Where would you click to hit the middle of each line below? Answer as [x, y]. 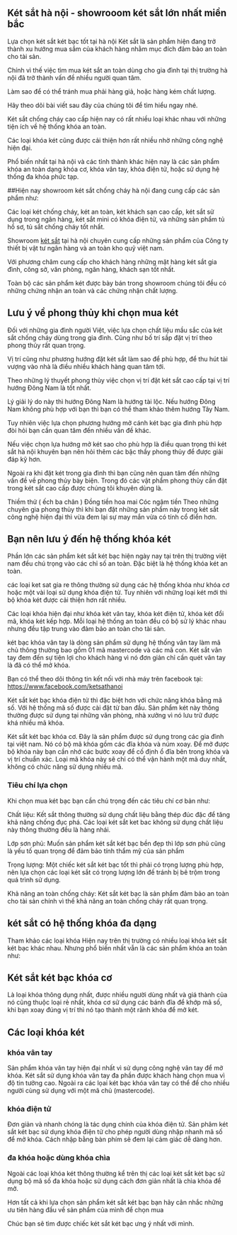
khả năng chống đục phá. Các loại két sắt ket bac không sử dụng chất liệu [115, 822]
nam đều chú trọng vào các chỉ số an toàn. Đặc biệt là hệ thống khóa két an [117, 564]
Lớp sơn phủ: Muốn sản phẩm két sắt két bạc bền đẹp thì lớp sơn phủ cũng [116, 843]
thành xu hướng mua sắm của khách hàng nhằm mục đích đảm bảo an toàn [117, 49]
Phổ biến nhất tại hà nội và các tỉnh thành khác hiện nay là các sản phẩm [114, 161]
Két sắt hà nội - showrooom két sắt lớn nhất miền [117, 13]
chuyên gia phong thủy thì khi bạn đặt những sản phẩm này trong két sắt [113, 509]
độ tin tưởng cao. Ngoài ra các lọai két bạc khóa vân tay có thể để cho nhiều [118, 1083]
